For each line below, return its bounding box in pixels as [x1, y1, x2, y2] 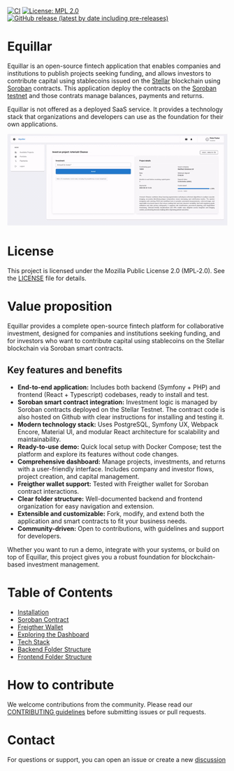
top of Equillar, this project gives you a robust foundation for [7, 553, 180, 561]
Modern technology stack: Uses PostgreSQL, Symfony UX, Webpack [17, 420, 219, 429]
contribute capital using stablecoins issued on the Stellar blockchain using [7, 76, 221, 85]
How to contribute [7, 676, 115, 693]
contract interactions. [17, 487, 80, 495]
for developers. [17, 532, 61, 540]
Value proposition [7, 298, 112, 314]
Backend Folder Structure [17, 645, 92, 653]
